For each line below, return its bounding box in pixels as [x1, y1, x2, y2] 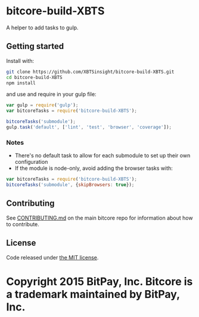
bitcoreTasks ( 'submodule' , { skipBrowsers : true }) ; [6, 182, 135, 188]
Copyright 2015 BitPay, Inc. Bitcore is [6, 275, 193, 288]
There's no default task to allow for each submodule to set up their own [14, 152, 191, 159]
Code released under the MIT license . [6, 254, 99, 261]
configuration [14, 158, 48, 166]
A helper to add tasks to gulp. [6, 24, 79, 31]
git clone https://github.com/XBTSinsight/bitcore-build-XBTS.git [6, 69, 175, 75]
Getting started [6, 41, 64, 51]
